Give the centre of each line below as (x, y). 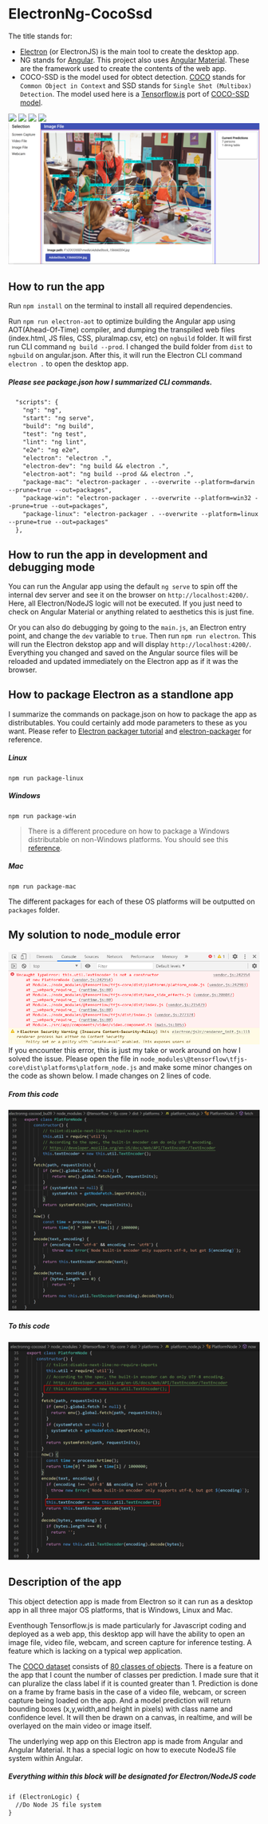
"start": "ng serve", (58, 419)
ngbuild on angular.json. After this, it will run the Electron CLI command (125, 356)
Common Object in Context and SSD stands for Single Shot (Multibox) (136, 85)
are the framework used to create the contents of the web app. (123, 68)
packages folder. (34, 910)
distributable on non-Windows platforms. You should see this (128, 839)
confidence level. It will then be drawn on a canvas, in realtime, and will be (130, 1717)
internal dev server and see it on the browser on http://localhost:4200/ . (128, 595)
